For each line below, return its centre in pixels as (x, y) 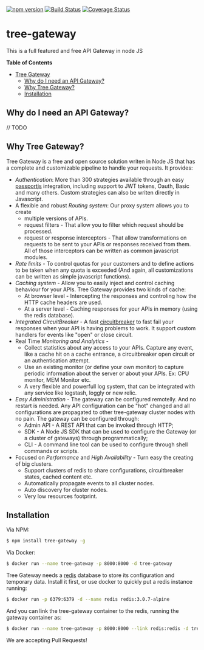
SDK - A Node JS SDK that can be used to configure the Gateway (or (110, 431)
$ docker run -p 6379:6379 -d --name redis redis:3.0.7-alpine (88, 600)
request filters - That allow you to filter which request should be (104, 224)
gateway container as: (34, 617)
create (23, 212)
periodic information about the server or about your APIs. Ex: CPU (107, 373)
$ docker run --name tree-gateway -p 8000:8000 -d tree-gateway (89, 564)
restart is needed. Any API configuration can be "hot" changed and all (102, 406)
